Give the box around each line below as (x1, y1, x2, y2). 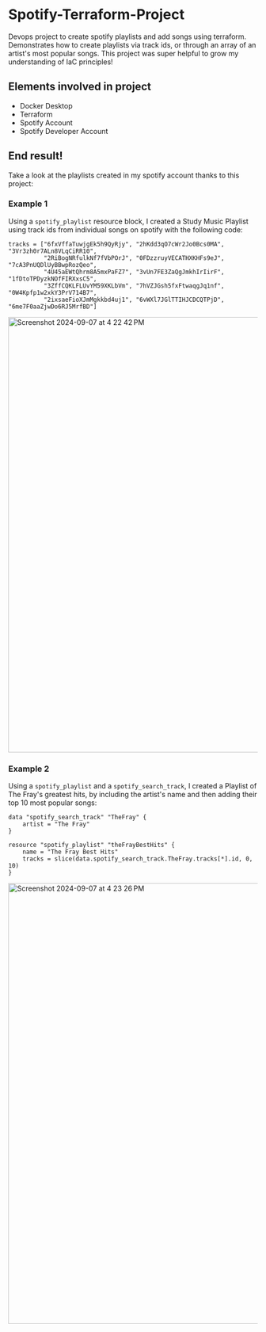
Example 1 (8, 198, 48, 209)
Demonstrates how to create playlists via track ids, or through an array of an (8, 40, 256, 49)
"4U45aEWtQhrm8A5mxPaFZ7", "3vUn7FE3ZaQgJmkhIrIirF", (43, 268, 225, 276)
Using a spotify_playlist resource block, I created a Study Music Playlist (8, 216, 249, 226)
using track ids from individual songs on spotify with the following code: (8, 224, 243, 235)
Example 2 (8, 763, 50, 774)
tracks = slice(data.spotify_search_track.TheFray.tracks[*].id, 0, (22, 855, 253, 863)
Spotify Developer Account (19, 126, 108, 135)
